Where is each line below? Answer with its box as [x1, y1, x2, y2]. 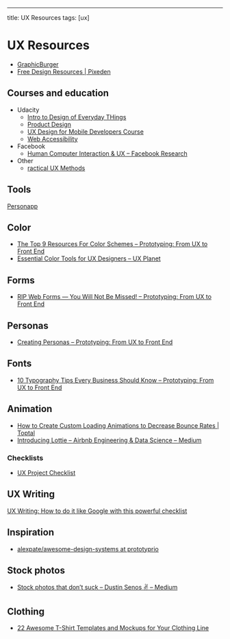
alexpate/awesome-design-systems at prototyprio [16, 544, 159, 553]
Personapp [7, 202, 38, 210]
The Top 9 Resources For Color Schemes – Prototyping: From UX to [16, 240, 208, 248]
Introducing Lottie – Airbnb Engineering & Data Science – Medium [16, 436, 202, 444]
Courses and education [7, 87, 110, 99]
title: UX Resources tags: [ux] [7, 14, 90, 21]
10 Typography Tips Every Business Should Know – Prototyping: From [16, 376, 214, 384]
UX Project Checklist [16, 468, 76, 477]
